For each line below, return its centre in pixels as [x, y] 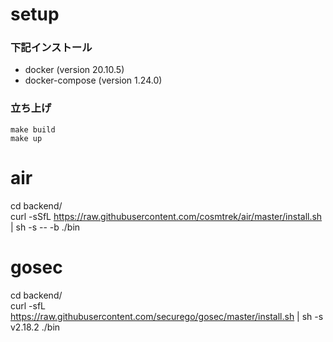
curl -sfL [28, 305]
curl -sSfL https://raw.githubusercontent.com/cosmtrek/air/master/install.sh [166, 216]
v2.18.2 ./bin [35, 327]
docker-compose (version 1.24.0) [93, 80]
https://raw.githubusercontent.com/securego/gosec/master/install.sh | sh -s [167, 316]
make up [26, 138]
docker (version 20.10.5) [74, 70]
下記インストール [51, 48]
